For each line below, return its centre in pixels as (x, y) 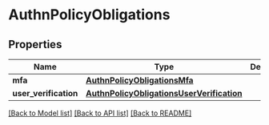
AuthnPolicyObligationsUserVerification (164, 93)
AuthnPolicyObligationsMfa (139, 80)
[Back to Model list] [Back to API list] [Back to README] (100, 113)
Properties (35, 44)
